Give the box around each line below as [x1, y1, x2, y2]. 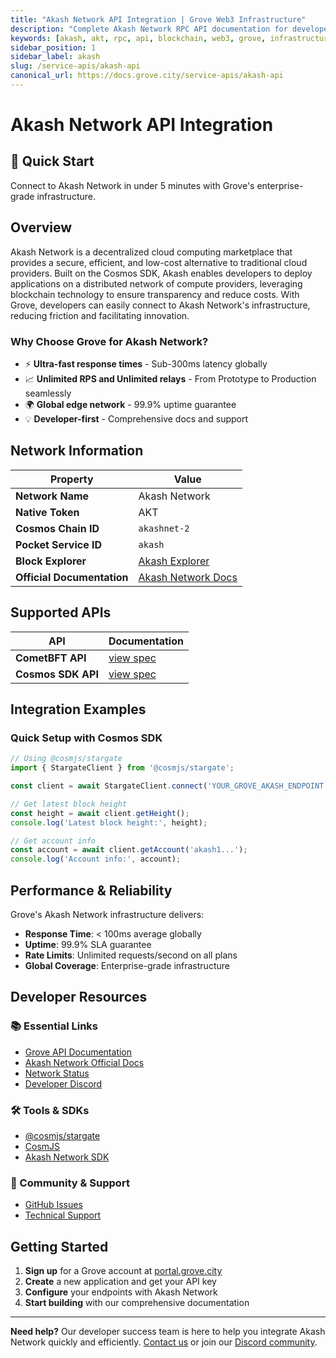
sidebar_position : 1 [10, 42, 97, 53]
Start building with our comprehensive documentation [24, 1297, 250, 1309]
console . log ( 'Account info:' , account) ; [10, 854, 182, 865]
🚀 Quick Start [10, 153, 95, 170]
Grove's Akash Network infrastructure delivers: [10, 908, 205, 920]
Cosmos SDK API [15, 667, 99, 681]
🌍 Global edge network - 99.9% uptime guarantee [24, 398, 237, 410]
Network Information [10, 442, 144, 460]
